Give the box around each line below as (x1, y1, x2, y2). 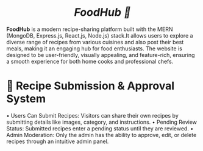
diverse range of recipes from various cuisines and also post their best (6, 38, 184, 45)
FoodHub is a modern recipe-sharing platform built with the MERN (6, 25, 173, 33)
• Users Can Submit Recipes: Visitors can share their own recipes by (6, 112, 179, 119)
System (6, 92, 46, 106)
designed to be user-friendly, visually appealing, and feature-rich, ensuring (6, 51, 195, 58)
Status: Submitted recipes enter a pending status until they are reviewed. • (6, 124, 194, 132)
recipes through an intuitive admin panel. (6, 138, 109, 145)
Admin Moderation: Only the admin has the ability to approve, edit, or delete (6, 131, 197, 138)
